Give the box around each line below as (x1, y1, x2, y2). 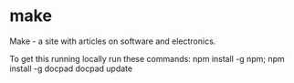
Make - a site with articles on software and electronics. (9, 36, 216, 47)
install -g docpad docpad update (9, 63, 133, 74)
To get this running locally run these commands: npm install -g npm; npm (9, 53, 285, 64)
